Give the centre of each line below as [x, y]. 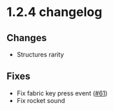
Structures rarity [40, 54]
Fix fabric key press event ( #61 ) [62, 93]
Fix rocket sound [41, 100]
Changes [27, 38]
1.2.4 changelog [55, 12]
